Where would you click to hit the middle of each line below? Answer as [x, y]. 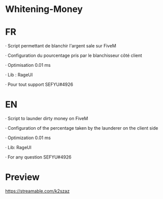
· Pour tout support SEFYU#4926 [39, 85]
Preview [22, 177]
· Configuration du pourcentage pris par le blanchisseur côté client [74, 55]
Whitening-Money [44, 9]
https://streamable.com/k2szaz [37, 191]
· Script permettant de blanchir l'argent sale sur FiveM [61, 46]
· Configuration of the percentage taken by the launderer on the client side [82, 128]
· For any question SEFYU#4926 [38, 157]
